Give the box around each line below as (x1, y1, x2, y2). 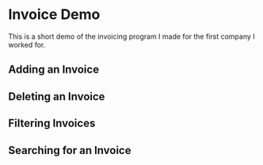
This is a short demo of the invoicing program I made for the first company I (8, 32, 255, 41)
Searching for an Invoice (8, 144, 131, 157)
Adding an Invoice (8, 63, 100, 77)
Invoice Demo (8, 6, 101, 24)
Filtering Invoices (8, 117, 96, 130)
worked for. (8, 39, 46, 49)
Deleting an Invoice (8, 89, 105, 103)
